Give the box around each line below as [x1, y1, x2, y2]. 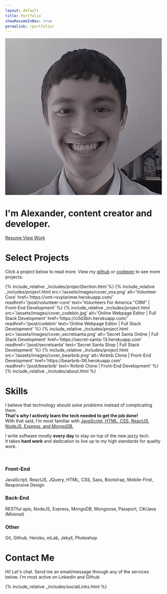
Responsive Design [5, 482, 45, 488]
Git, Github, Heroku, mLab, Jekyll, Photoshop [5, 535, 98, 541]
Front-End [5, 465, 30, 472]
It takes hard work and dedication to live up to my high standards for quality [5, 438, 161, 444]
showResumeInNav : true [5, 18, 52, 23]
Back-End [5, 495, 29, 501]
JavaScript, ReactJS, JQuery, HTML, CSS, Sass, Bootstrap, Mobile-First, [5, 477, 154, 483]
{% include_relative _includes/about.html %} [5, 368, 96, 374]
